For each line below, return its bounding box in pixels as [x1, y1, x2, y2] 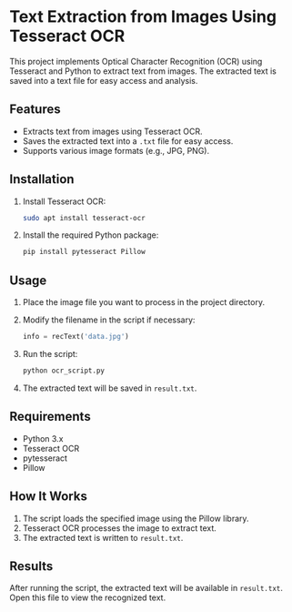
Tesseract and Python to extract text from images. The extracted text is [9, 66, 277, 76]
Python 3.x [22, 433, 64, 444]
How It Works [9, 489, 88, 505]
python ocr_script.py [22, 366, 105, 375]
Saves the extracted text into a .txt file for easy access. [22, 135, 234, 147]
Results [9, 558, 54, 574]
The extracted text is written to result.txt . [22, 532, 184, 543]
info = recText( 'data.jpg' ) [22, 332, 129, 342]
